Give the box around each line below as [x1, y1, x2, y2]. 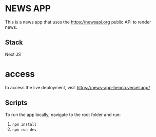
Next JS [5, 51, 21, 57]
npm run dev [12, 127, 37, 132]
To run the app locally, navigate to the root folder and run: [5, 112, 121, 117]
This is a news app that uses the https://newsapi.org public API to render [5, 19, 151, 25]
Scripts [5, 98, 28, 107]
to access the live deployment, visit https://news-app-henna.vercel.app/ [5, 84, 150, 90]
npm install [12, 122, 37, 127]
